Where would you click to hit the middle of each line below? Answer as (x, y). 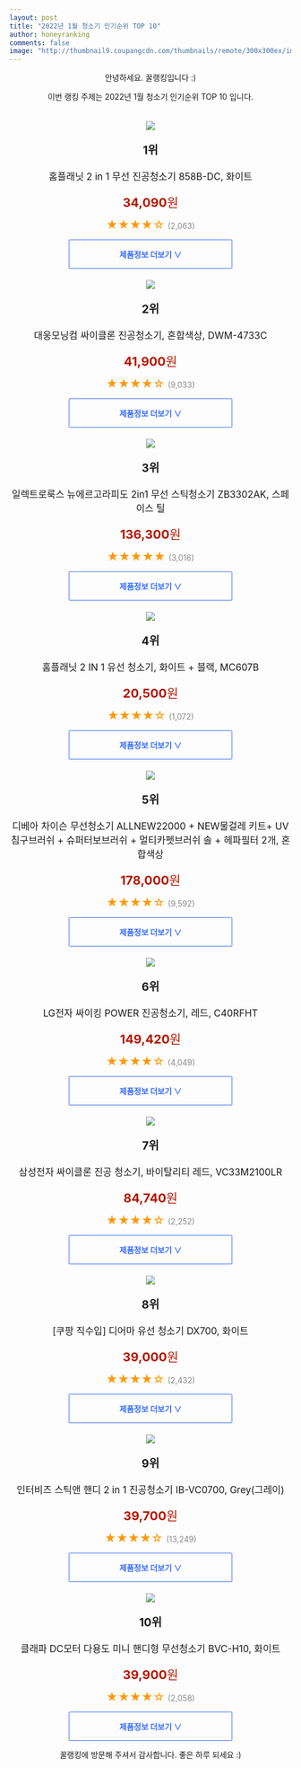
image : (21, 51)
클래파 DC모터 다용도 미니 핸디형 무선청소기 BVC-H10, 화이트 (150, 1649)
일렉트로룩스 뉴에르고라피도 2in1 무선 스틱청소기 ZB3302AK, (141, 495)
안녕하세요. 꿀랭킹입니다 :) (150, 78)
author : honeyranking (50, 34)
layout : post (34, 18)
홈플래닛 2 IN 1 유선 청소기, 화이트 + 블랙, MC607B (150, 667)
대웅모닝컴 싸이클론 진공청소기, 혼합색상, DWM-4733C (150, 336)
